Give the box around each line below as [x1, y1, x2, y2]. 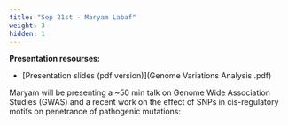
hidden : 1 [9, 29, 46, 38]
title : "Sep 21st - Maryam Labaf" [9, 12, 137, 22]
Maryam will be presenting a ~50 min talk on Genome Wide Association [9, 87, 270, 98]
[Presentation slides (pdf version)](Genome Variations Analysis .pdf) [21, 70, 272, 81]
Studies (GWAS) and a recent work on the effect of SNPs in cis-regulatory [9, 97, 279, 107]
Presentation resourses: [9, 54, 100, 64]
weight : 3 [9, 21, 46, 30]
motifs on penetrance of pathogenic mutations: [9, 107, 182, 117]
